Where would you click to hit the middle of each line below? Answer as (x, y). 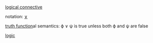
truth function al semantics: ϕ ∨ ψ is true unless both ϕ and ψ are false (77, 26)
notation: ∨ (17, 16)
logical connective (24, 7)
